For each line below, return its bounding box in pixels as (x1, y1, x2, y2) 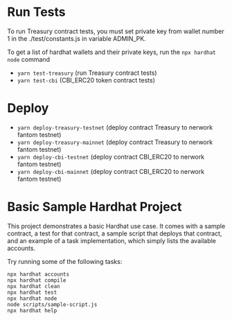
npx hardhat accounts (7, 271, 70, 278)
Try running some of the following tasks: (7, 257, 123, 265)
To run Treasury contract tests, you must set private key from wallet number (7, 27, 224, 35)
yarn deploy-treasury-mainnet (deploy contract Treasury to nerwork (17, 138, 213, 146)
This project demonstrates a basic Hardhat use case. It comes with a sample (7, 222, 226, 230)
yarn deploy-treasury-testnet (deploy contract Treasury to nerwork (17, 123, 213, 132)
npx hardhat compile (7, 276, 67, 284)
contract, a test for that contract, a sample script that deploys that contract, (7, 229, 222, 238)
